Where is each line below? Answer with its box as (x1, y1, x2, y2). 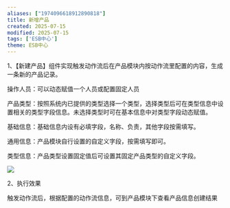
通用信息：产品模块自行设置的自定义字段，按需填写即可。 (7, 137, 170, 145)
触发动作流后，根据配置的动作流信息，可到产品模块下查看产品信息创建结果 (7, 194, 218, 202)
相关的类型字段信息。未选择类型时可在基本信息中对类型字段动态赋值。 (12, 108, 211, 116)
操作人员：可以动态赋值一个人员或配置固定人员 (7, 85, 139, 93)
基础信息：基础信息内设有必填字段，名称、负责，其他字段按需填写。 (7, 123, 200, 130)
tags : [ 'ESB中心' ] (7, 36, 58, 43)
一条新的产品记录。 (7, 70, 62, 78)
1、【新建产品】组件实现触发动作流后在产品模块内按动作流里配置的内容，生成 (7, 62, 223, 69)
